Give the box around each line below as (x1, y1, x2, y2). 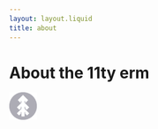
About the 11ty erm (9, 63, 150, 83)
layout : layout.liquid (9, 14, 93, 23)
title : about (9, 23, 57, 33)
